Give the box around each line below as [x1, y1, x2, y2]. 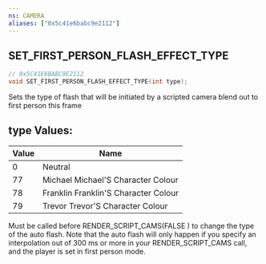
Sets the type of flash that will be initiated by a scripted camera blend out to [8, 92, 259, 102]
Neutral [42, 161, 71, 173]
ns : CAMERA [8, 11, 45, 20]
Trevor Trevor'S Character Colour [42, 200, 168, 211]
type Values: [8, 124, 74, 137]
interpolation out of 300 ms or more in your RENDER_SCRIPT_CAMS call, [8, 238, 248, 247]
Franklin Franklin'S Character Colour [42, 187, 179, 198]
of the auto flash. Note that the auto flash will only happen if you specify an [8, 229, 256, 239]
